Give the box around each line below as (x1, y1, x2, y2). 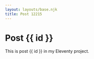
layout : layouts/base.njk (5, 7, 57, 12)
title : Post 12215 (5, 12, 42, 16)
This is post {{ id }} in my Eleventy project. (5, 48, 90, 54)
